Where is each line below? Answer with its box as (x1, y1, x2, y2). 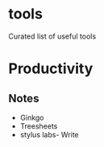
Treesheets (19, 121, 58, 131)
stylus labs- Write (19, 129, 79, 139)
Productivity (8, 59, 94, 78)
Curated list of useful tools (8, 31, 97, 41)
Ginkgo (19, 112, 44, 122)
